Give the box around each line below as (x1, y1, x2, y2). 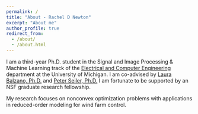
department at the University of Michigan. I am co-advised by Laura (6, 71, 172, 78)
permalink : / (6, 8, 39, 15)
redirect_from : (6, 31, 44, 37)
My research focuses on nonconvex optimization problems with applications (6, 94, 193, 102)
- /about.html (11, 42, 46, 48)
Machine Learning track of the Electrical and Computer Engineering (6, 64, 171, 71)
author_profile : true (6, 25, 60, 31)
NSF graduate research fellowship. (6, 83, 91, 90)
